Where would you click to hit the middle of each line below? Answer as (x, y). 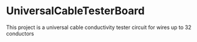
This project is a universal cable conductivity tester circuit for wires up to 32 (99, 27)
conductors (20, 33)
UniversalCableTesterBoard (75, 11)
